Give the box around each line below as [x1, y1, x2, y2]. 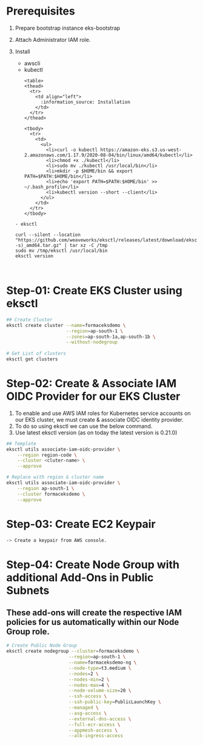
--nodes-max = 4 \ [68, 682, 110, 688]
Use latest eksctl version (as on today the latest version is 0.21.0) [15, 429, 178, 436]
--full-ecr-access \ [68, 721, 121, 727]
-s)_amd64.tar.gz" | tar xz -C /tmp [15, 242, 108, 248]
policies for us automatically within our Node [6, 617, 179, 627]
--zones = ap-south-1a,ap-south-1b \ [65, 334, 156, 340]
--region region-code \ [17, 452, 78, 458]
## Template [6, 440, 36, 447]
